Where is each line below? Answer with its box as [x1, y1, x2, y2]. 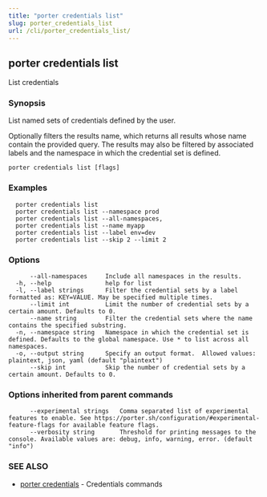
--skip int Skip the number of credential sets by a [29, 364, 246, 372]
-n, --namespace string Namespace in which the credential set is [15, 329, 249, 337]
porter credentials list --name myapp [15, 221, 146, 229]
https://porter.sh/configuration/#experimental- [94, 414, 261, 422]
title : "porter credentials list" [8, 11, 124, 20]
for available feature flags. [59, 422, 160, 430]
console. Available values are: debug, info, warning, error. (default [8, 435, 253, 443]
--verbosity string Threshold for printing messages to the [29, 428, 257, 437]
